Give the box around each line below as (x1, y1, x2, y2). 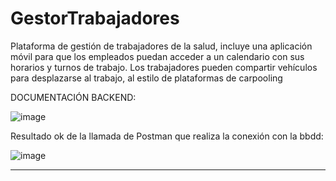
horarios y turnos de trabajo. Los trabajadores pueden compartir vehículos (10, 61, 318, 73)
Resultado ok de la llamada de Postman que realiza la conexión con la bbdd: (10, 130, 324, 142)
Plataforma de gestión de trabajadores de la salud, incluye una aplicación (10, 40, 313, 52)
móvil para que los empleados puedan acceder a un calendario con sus (10, 50, 305, 62)
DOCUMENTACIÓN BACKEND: (10, 91, 137, 103)
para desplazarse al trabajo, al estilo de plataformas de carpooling (10, 72, 283, 84)
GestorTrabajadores (10, 7, 180, 30)
